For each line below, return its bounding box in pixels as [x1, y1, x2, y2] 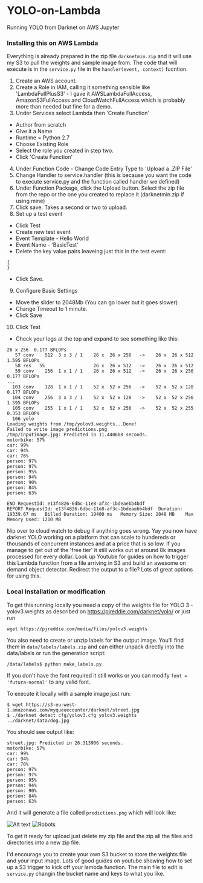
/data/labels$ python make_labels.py [7, 661, 102, 667]
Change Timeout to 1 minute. [15, 305, 88, 313]
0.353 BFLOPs [7, 410, 40, 417]
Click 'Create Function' [15, 153, 73, 161]
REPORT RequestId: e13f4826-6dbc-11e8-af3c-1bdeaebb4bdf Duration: [7, 506, 183, 512]
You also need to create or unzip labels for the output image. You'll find [7, 636, 184, 644]
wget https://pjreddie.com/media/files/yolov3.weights [7, 625, 148, 632]
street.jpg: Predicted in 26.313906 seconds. [7, 740, 123, 746]
